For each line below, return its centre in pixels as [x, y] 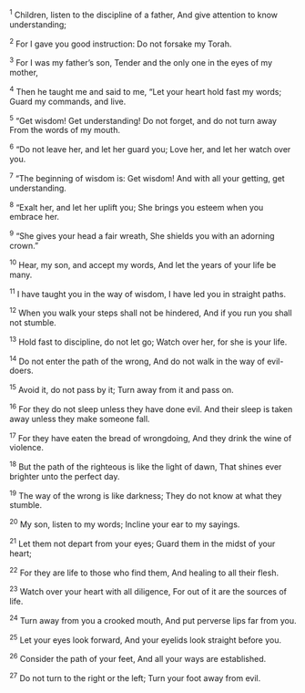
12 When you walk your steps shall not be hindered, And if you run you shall [151, 312]
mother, [24, 72]
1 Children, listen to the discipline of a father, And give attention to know [144, 14]
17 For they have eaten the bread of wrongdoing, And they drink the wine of [151, 437]
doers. [21, 371]
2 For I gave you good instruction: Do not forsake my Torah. [121, 43]
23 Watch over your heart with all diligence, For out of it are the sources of [148, 591]
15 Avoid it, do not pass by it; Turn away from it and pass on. [122, 389]
